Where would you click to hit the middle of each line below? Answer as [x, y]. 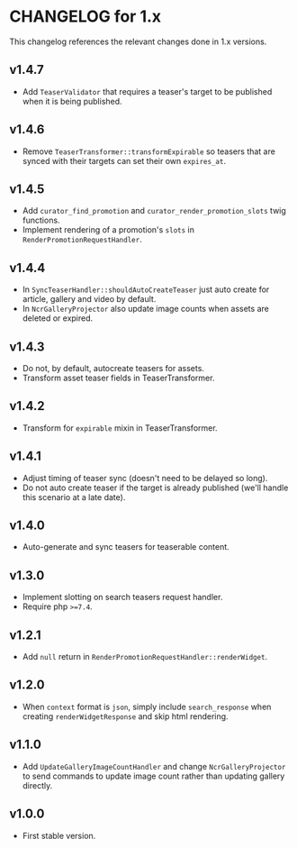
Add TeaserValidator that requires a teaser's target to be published [147, 91]
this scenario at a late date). [74, 497]
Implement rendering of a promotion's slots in [108, 230]
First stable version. [59, 835]
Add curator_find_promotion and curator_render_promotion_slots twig [154, 211]
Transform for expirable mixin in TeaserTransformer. [120, 428]
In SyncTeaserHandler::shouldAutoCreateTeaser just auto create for [146, 289]
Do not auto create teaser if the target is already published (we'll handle [155, 488]
